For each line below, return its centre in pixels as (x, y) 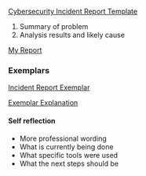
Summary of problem (54, 26)
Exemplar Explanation (43, 103)
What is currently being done (66, 147)
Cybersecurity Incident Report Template (73, 11)
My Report (25, 50)
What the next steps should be (69, 163)
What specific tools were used (69, 155)
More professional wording (63, 138)
